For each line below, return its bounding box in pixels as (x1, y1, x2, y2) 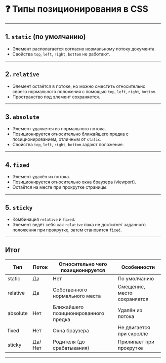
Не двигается (118, 324, 150, 331)
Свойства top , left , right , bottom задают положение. (12, 142, 124, 148)
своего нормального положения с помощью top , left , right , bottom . (12, 88, 157, 94)
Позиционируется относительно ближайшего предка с (12, 131, 129, 137)
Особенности (121, 263, 155, 270)
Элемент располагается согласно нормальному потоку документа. (12, 46, 156, 52)
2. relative (5, 70, 40, 79)
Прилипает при (118, 338, 155, 345)
